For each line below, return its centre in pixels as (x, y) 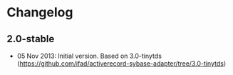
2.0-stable (31, 39)
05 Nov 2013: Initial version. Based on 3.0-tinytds (89, 56)
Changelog (40, 12)
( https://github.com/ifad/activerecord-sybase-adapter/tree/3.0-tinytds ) (121, 64)
